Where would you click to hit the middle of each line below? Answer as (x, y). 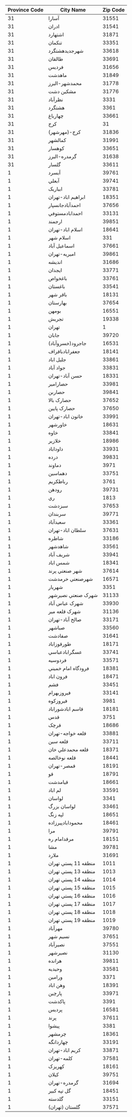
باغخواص (58, 278)
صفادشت (58, 636)
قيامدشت (58, 782)
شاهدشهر (58, 546)
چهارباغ (56, 116)
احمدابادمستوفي (66, 213)
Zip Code (114, 10)
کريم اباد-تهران (65, 1050)
